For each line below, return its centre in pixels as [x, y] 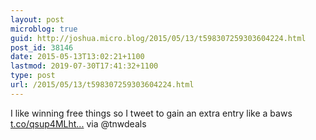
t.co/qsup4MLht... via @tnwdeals [78, 123]
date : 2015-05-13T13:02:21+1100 [77, 57]
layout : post [37, 19]
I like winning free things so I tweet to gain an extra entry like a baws [151, 113]
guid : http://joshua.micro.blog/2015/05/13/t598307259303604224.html [158, 38]
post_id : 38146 [42, 47]
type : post [33, 76]
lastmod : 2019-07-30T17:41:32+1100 [84, 66]
